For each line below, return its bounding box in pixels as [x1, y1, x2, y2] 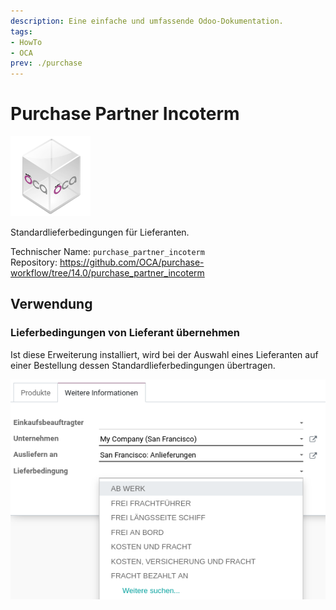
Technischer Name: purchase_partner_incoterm [10, 246, 205, 258]
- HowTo [10, 37, 43, 47]
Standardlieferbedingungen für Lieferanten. [10, 226, 190, 239]
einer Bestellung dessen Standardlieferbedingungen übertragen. [10, 359, 276, 371]
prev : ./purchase [10, 58, 83, 69]
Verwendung [10, 296, 93, 313]
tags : [10, 26, 33, 37]
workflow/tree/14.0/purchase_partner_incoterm [10, 267, 205, 279]
